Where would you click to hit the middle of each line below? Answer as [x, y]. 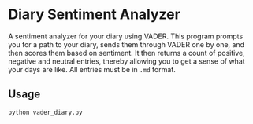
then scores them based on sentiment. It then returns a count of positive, [127, 53]
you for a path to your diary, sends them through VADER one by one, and [126, 44]
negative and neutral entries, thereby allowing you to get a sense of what [127, 61]
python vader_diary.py [45, 112]
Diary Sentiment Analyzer [95, 15]
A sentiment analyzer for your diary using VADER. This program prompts [126, 36]
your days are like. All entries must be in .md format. [92, 69]
